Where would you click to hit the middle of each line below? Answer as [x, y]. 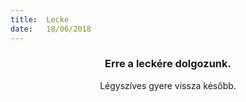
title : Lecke [40, 19]
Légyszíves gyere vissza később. [168, 85]
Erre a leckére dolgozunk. [168, 64]
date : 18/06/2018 [51, 29]
